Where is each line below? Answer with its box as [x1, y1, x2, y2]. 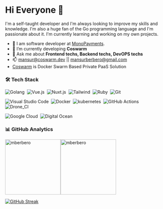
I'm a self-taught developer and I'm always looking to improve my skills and [5, 21, 158, 26]
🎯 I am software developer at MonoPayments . [12, 40, 105, 46]
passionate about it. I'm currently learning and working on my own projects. [5, 31, 159, 37]
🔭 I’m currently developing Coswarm [12, 46, 87, 52]
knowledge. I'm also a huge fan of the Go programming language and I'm [5, 26, 154, 31]
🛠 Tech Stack [5, 76, 39, 83]
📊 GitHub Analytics [5, 126, 53, 133]
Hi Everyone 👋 [5, 4, 64, 16]
